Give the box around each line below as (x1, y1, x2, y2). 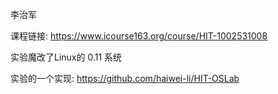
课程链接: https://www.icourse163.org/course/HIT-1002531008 (10, 30, 268, 42)
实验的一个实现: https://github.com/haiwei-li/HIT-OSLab (10, 73, 240, 84)
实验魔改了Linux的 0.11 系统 (10, 51, 123, 63)
